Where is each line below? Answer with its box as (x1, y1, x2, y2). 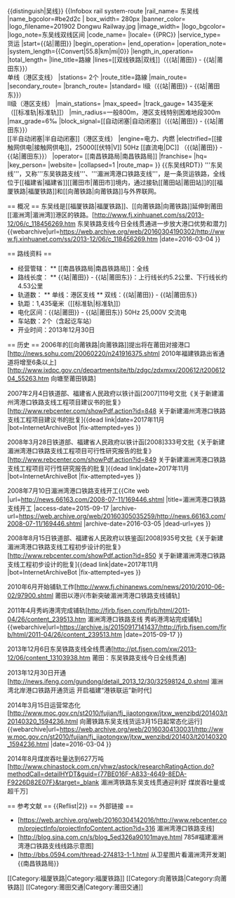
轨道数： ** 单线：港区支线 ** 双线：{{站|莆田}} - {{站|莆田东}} (17, 290, 198, 299)
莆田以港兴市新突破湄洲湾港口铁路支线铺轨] (55, 591, 180, 599)
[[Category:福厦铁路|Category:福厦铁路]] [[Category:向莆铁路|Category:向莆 (7, 874, 227, 883)
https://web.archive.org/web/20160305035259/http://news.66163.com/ (18, 512, 226, 520)
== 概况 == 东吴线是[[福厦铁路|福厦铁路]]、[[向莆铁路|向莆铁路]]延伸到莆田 (7, 202, 223, 210)
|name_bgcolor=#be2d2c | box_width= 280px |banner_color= (7, 15, 186, 23)
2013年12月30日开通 (7, 669, 67, 676)
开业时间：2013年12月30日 (17, 326, 95, 334)
